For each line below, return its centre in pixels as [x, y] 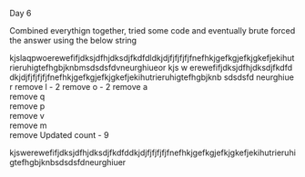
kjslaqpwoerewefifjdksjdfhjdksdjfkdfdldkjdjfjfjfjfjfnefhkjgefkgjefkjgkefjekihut [152, 58]
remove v [27, 116]
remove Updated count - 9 [59, 135]
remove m [28, 125]
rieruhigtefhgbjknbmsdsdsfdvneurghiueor [88, 68]
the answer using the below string [73, 40]
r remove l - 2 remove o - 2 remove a [79, 87]
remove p [27, 106]
